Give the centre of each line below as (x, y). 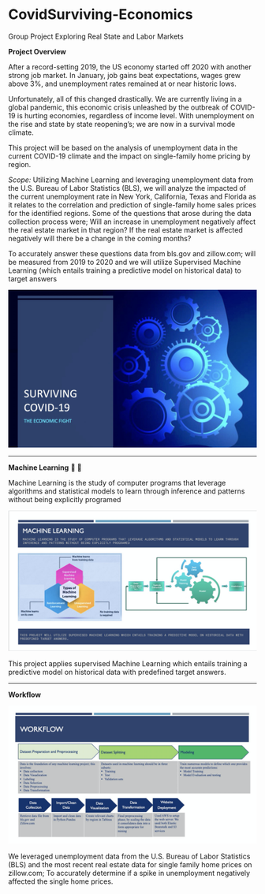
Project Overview (37, 51)
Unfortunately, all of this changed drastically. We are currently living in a (125, 99)
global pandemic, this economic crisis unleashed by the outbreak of (118, 107)
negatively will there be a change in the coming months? (100, 238)
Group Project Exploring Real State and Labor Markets (96, 36)
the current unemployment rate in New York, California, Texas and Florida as (132, 196)
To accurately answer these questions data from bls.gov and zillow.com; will (132, 253)
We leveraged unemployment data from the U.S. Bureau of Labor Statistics (129, 856)
